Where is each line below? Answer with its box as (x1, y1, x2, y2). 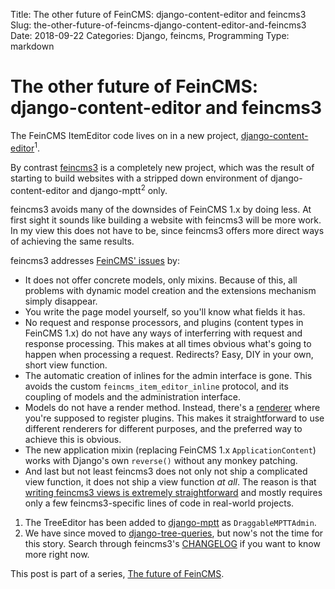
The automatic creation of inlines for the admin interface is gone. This (24, 370, 313, 382)
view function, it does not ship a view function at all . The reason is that (24, 476, 317, 488)
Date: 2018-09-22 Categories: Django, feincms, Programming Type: (10, 30, 290, 41)
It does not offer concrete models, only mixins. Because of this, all (24, 274, 298, 286)
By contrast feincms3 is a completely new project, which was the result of (10, 161, 315, 173)
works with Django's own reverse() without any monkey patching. (24, 455, 298, 467)
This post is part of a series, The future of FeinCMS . (10, 568, 225, 580)
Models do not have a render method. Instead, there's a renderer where (24, 402, 321, 414)
